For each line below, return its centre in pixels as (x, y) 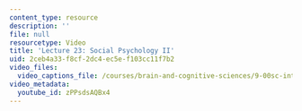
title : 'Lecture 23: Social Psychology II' (92, 51)
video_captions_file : (58, 76)
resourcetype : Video (48, 43)
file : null (30, 34)
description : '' (40, 26)
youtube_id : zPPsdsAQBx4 (64, 92)
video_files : (34, 68)
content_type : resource (54, 17)
